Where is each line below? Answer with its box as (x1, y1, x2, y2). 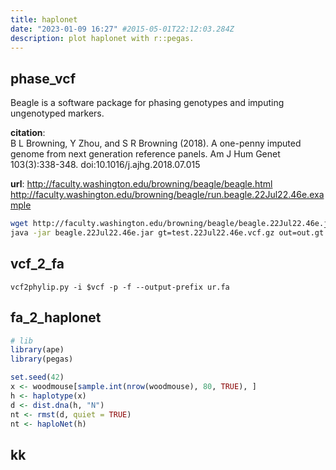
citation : (10, 127, 46, 139)
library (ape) (10, 345, 65, 355)
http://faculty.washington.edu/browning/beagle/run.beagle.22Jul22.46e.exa (10, 189, 325, 201)
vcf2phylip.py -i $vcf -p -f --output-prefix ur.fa (10, 282, 230, 292)
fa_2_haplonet (10, 309, 102, 326)
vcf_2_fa (10, 256, 65, 273)
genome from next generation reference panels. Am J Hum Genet (10, 148, 281, 160)
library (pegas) (10, 354, 74, 365)
